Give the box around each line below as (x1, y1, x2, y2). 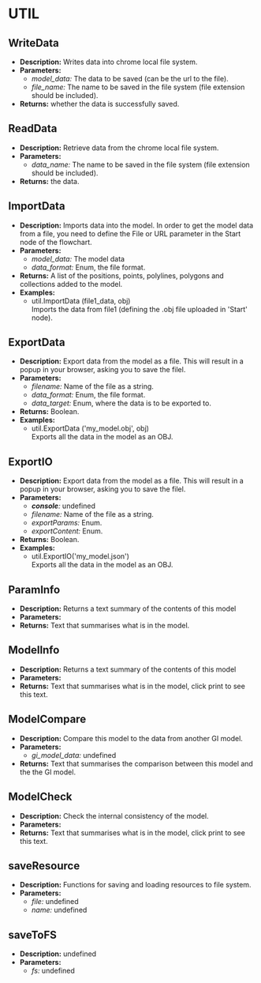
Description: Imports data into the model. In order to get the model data (19, 220, 254, 230)
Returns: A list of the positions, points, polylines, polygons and (19, 270, 225, 281)
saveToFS (8, 928, 58, 941)
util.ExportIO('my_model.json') (31, 552, 130, 561)
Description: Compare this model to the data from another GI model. (19, 733, 243, 743)
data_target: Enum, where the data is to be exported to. (31, 398, 211, 408)
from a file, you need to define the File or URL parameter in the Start (19, 228, 241, 238)
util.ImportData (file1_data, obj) (31, 296, 131, 305)
